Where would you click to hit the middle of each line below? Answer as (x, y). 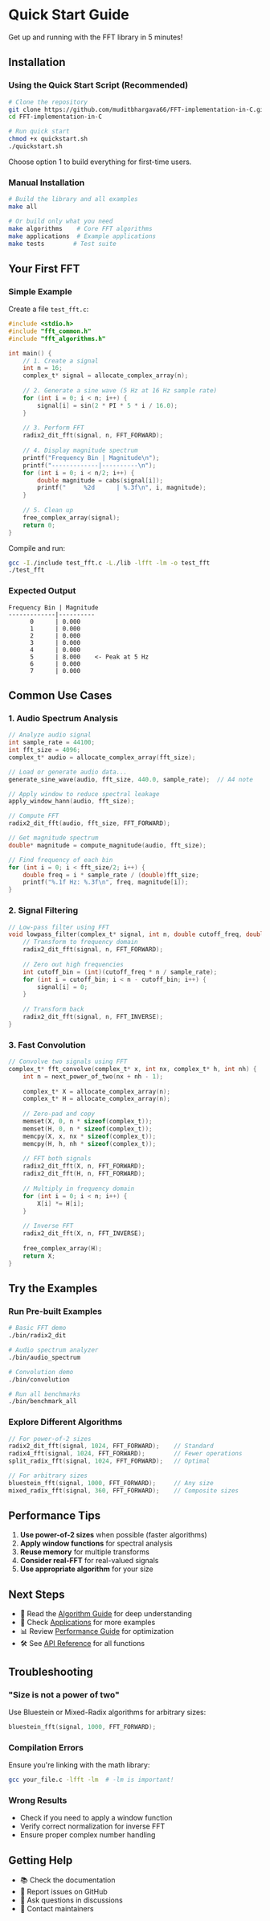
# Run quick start (39, 131)
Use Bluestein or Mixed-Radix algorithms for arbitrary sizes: (107, 1712)
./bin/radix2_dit (37, 1336)
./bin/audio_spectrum (45, 1357)
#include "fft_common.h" (50, 331)
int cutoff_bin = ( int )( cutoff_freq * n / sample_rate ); (120, 972)
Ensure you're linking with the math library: (79, 1765)
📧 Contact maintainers (57, 1909)
